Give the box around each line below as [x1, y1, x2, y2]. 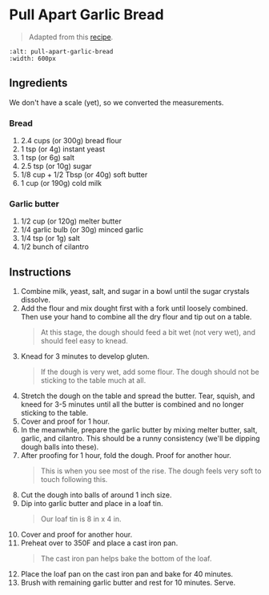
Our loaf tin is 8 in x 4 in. [40, 514, 122, 524]
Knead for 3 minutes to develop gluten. [20, 352, 150, 361]
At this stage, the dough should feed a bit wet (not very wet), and [40, 328, 255, 337]
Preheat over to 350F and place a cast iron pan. [20, 538, 179, 548]
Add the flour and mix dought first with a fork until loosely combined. [20, 304, 248, 313]
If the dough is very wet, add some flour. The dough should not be [40, 367, 259, 377]
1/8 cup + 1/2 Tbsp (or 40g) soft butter [20, 170, 148, 179]
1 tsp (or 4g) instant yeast [20, 144, 106, 154]
